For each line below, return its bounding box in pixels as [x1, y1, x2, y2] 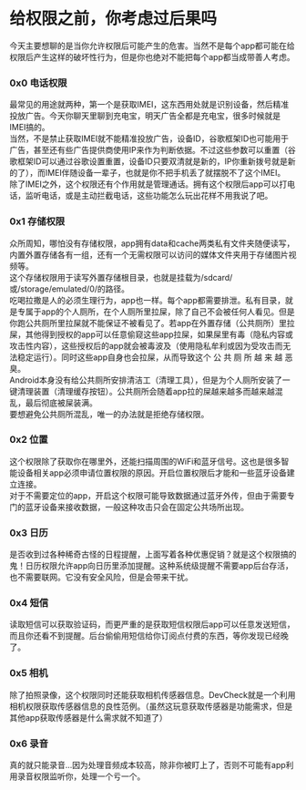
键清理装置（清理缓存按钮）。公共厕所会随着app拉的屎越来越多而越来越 [9, 385, 276, 396]
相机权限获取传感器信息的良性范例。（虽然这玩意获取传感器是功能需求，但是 [9, 701, 293, 712]
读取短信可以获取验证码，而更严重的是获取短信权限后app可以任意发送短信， [9, 619, 296, 630]
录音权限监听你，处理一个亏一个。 [16, 771, 146, 782]
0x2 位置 [9, 434, 48, 446]
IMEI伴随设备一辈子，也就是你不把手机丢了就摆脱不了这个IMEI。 [45, 168, 286, 179]
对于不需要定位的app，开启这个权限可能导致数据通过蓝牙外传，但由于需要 [9, 489, 288, 501]
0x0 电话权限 [9, 77, 67, 89]
